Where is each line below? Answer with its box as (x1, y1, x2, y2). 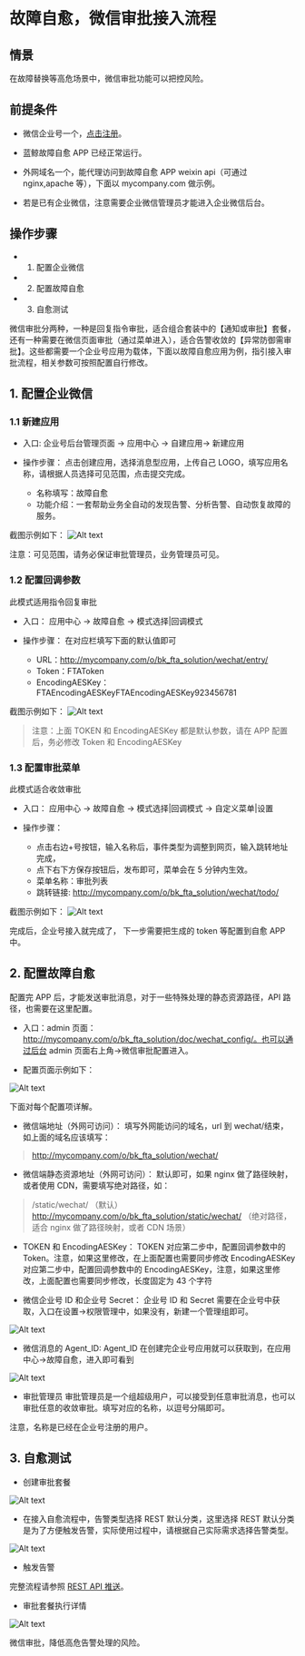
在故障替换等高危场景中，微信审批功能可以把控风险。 (9, 73, 209, 83)
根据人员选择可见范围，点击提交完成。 (46, 468, 191, 479)
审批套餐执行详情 (22, 1600, 87, 1611)
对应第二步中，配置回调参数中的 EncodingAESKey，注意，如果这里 (22, 1263, 273, 1275)
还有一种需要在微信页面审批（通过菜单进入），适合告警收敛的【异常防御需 (9, 334, 284, 345)
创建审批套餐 (22, 1476, 71, 1487)
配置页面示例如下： (22, 1063, 95, 1075)
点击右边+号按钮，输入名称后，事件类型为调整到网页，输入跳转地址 (35, 841, 289, 852)
